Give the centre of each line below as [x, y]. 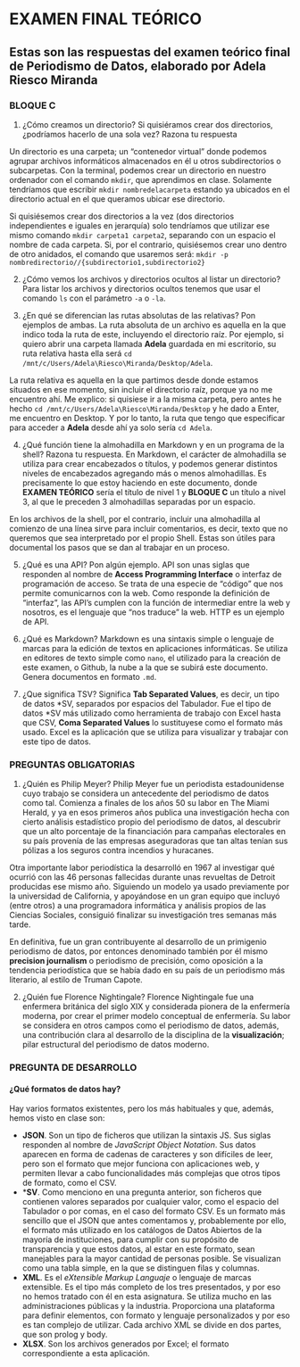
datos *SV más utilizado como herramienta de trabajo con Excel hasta [151, 713]
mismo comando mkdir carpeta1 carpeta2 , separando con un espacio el [142, 235]
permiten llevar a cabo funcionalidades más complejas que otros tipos [151, 1173]
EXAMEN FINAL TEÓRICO [106, 19]
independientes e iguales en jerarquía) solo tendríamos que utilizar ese [140, 225]
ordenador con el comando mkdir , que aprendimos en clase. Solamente [141, 179]
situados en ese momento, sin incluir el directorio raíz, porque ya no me [141, 389]
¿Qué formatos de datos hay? [65, 1089]
